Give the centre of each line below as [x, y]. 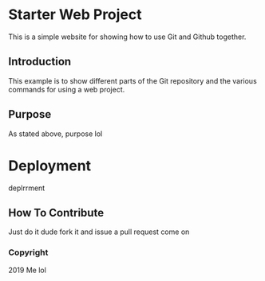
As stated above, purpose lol [55, 134]
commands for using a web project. [67, 89]
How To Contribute [56, 213]
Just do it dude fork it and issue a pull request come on [99, 232]
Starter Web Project [75, 15]
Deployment [50, 166]
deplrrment [27, 188]
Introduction [40, 62]
